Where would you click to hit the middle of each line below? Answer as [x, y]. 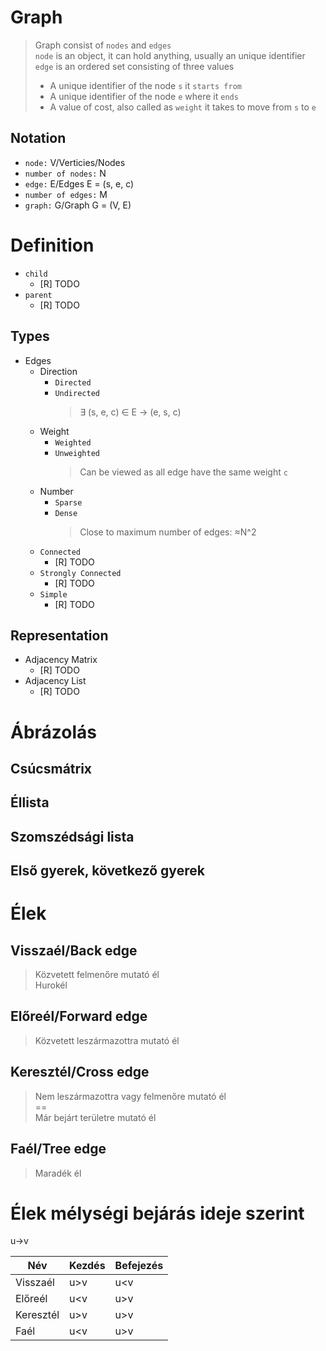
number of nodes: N [65, 173]
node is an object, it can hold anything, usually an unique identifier [170, 55]
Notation [38, 138]
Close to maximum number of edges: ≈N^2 [168, 532]
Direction [58, 371]
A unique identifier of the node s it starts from [145, 85]
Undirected [77, 393]
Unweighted [77, 453]
